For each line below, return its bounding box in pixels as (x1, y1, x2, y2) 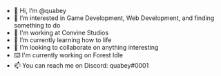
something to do (13, 21, 61, 29)
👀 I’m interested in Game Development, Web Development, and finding (13, 14, 215, 22)
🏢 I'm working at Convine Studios (13, 28, 109, 37)
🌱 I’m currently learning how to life (13, 36, 112, 44)
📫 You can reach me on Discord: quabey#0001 (13, 61, 149, 69)
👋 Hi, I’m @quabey (13, 7, 67, 15)
